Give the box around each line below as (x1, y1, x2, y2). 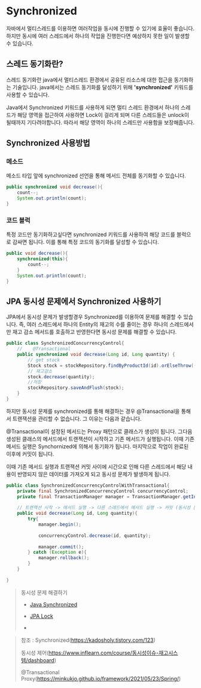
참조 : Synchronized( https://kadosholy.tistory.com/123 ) (20, 636, 156, 644)
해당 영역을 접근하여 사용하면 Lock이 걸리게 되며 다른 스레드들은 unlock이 (17, 111, 190, 118)
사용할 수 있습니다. (6, 91, 50, 98)
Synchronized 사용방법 (6, 138, 91, 148)
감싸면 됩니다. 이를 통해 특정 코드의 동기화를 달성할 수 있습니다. (12, 239, 160, 246)
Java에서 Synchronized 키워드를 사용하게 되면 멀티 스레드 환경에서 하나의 (6, 104, 179, 111)
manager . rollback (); (38, 555, 90, 561)
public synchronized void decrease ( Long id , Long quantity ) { (17, 352, 175, 358)
